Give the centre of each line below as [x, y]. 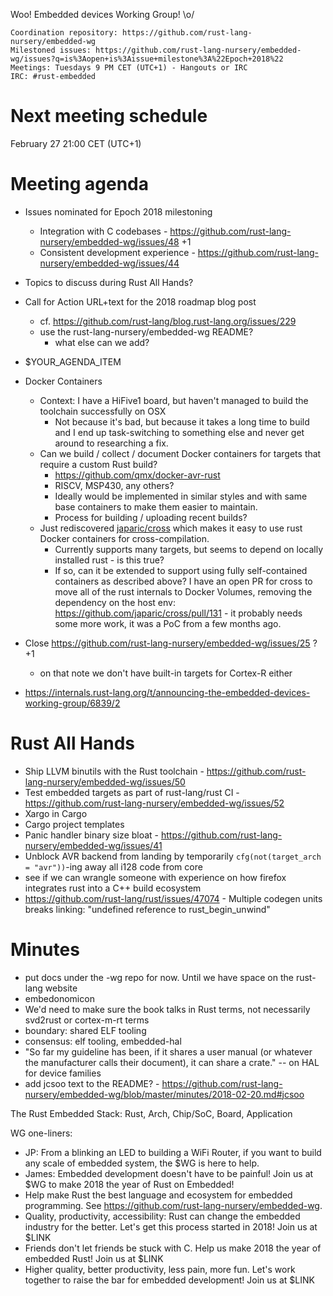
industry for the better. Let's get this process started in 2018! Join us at [171, 1226]
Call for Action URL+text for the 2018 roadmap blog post [140, 301]
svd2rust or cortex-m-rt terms [87, 1020]
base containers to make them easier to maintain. [156, 506]
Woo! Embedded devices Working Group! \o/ [102, 14]
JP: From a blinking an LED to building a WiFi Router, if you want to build [173, 1152]
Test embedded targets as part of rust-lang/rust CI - [132, 792]
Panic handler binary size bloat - [92, 835]
